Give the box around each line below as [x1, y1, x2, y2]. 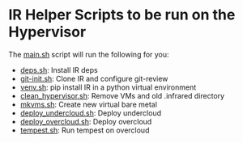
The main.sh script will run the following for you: [8, 49, 169, 59]
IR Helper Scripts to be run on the [8, 6, 236, 24]
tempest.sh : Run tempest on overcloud [19, 125, 150, 135]
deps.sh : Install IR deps [19, 65, 99, 74]
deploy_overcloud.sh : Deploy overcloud [19, 116, 152, 126]
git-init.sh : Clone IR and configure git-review [19, 74, 168, 83]
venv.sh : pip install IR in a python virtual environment [19, 82, 197, 92]
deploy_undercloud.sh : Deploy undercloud [19, 107, 162, 118]
